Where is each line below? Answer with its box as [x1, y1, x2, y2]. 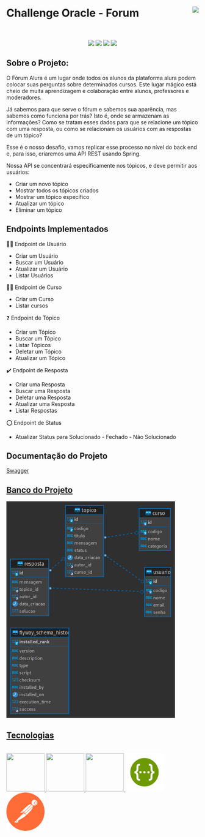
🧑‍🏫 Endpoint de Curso [6, 283, 62, 291]
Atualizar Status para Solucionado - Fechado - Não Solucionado [15, 433, 177, 440]
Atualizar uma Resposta [15, 400, 75, 407]
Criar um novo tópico [15, 180, 68, 187]
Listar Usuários [15, 271, 54, 279]
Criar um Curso [15, 295, 54, 302]
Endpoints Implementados [6, 224, 109, 235]
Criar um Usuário [15, 252, 59, 260]
